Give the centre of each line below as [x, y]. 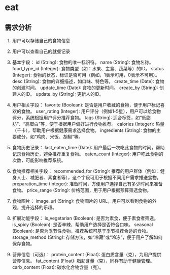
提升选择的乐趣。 [39, 207]
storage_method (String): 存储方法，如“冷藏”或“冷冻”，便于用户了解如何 [87, 237]
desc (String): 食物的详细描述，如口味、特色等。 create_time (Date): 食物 [88, 81]
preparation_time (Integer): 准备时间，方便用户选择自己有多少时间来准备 [87, 184]
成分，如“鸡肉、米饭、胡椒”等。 [50, 137]
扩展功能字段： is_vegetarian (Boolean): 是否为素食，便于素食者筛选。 [85, 218]
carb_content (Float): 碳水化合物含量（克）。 [58, 267]
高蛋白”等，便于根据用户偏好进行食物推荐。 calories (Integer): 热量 [95, 124]
